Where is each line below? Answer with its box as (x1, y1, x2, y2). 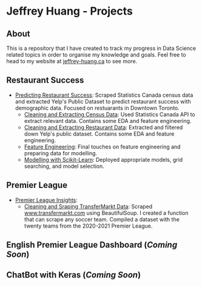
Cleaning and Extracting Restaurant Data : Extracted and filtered (24, 124, 183, 131)
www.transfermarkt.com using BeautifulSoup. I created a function (24, 209, 189, 217)
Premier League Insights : (15, 196, 78, 203)
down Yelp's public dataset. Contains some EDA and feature (24, 130, 175, 138)
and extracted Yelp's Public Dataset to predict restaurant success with (15, 97, 191, 105)
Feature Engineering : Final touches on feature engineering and (24, 143, 181, 150)
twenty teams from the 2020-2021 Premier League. (24, 222, 153, 229)
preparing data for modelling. (24, 149, 98, 156)
